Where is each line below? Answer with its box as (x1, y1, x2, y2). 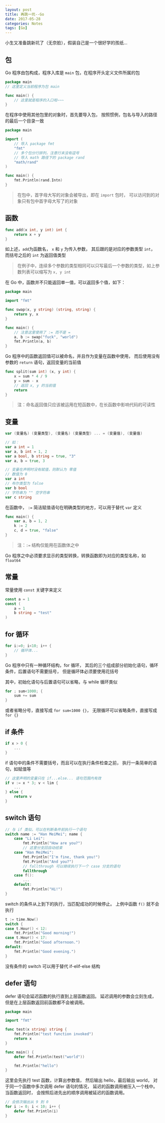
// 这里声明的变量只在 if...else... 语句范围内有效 (5, 776, 101, 781)
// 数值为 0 (5, 472, 28, 477)
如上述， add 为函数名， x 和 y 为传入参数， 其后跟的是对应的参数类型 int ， (5, 246, 155, 252)
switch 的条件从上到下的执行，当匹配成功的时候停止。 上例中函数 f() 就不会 (5, 901, 160, 907)
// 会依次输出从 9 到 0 (5, 1100, 49, 1105)
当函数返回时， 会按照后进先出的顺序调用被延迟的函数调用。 (5, 1090, 127, 1096)
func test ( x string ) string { (5, 1027, 67, 1032)
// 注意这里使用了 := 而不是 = (14, 330, 70, 335)
